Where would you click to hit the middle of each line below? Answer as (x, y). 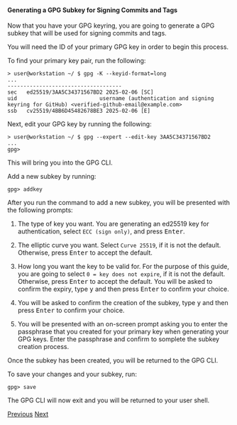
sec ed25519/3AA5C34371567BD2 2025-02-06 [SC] (81, 92)
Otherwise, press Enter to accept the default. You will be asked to (115, 282)
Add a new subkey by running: (52, 177)
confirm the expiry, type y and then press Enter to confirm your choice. (123, 289)
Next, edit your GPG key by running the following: (79, 124)
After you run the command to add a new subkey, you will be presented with (119, 203)
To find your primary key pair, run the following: (77, 61)
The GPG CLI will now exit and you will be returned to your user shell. (109, 400)
